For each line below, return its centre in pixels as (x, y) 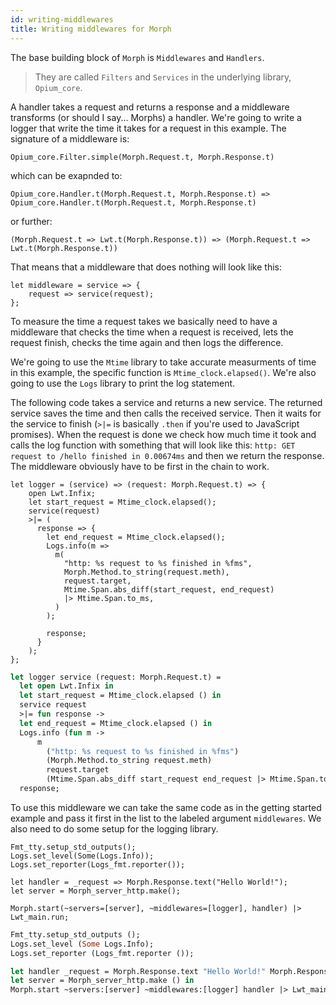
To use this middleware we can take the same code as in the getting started (166, 807)
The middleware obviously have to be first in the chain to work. (140, 466)
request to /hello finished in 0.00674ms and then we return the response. (167, 455)
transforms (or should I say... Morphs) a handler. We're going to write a (156, 117)
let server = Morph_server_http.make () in (102, 981)
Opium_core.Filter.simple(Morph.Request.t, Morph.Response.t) (142, 157)
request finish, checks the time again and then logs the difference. (147, 342)
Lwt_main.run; (40, 917)
